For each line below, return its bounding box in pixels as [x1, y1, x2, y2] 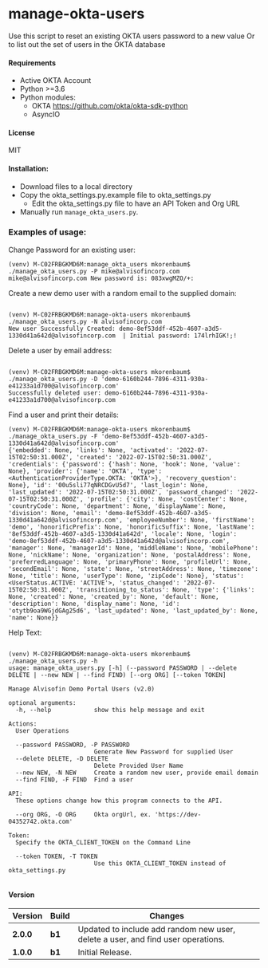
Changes [148, 911, 185, 922]
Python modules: [19, 92, 76, 102]
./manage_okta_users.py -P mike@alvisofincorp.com [8, 267, 180, 275]
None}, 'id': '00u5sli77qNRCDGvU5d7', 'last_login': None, [8, 481, 209, 489]
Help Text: [8, 628, 42, 637]
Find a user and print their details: [8, 410, 120, 419]
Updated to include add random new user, [77, 924, 236, 935]
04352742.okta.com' [8, 817, 73, 825]
